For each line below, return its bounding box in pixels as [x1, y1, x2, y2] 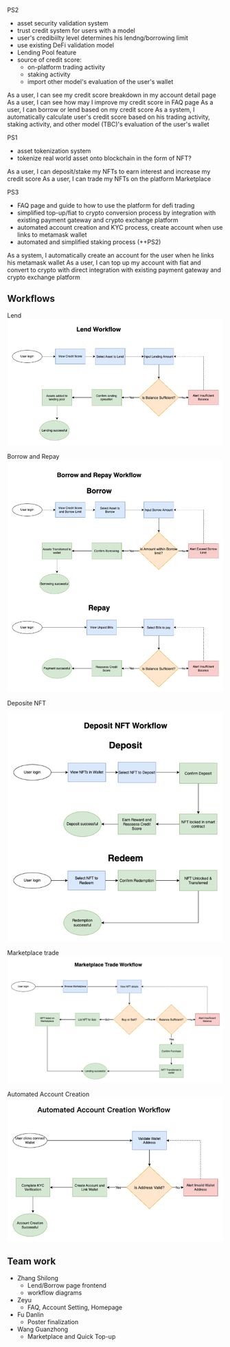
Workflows [7, 293, 55, 305]
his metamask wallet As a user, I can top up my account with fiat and [7, 259, 201, 267]
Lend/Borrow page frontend [27, 1281, 106, 1289]
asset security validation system [16, 19, 108, 27]
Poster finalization [27, 1317, 79, 1326]
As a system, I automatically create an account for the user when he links [7, 251, 214, 259]
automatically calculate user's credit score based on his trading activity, [7, 113, 211, 121]
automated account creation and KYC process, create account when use [16, 223, 223, 231]
